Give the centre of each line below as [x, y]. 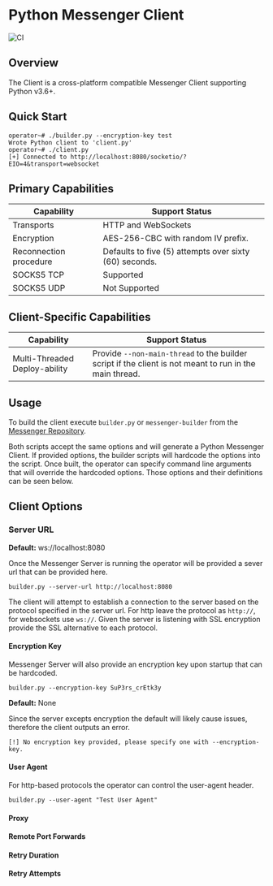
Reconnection [39, 252]
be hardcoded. [33, 672]
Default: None [32, 702]
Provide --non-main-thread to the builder [170, 353]
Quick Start [38, 117]
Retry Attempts [35, 874]
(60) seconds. [130, 261]
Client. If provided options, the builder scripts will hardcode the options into [134, 455]
